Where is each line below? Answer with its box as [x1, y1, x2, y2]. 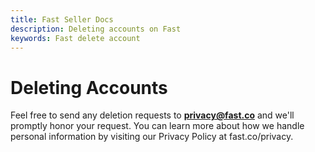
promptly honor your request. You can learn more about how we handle [10, 120, 305, 132]
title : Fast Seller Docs [10, 14, 114, 25]
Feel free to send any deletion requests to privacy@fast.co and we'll [10, 109, 295, 121]
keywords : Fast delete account [10, 33, 141, 43]
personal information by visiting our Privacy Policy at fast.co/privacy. [10, 131, 294, 143]
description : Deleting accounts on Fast [10, 24, 182, 34]
